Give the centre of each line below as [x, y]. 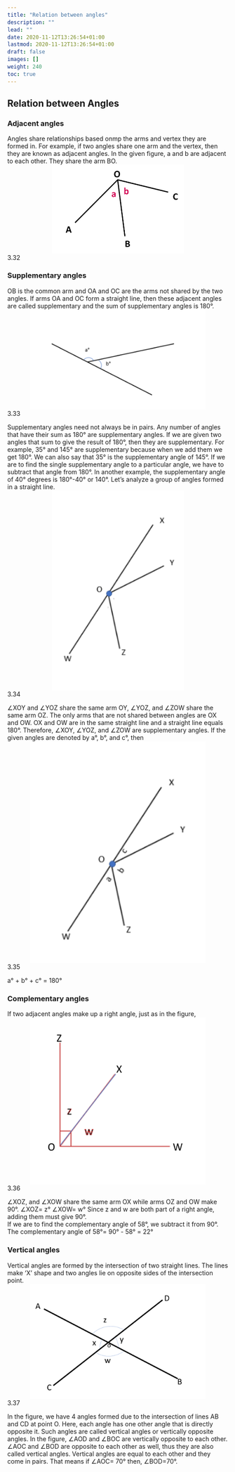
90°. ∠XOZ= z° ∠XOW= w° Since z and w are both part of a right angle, [111, 1209]
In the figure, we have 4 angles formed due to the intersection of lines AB [113, 1416]
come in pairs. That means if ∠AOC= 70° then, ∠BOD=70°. [92, 1461]
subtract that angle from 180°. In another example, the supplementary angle [116, 472]
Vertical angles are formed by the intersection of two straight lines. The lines [118, 1265]
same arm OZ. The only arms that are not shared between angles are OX [112, 715]
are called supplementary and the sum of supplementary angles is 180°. [111, 306]
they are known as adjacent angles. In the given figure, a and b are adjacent [117, 154]
